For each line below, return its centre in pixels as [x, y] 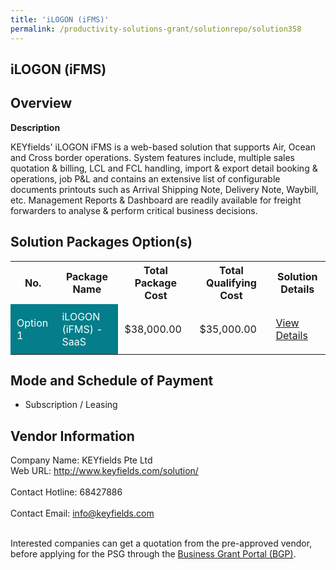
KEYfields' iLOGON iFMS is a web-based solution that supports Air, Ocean [163, 147]
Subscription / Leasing [71, 405]
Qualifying [231, 283]
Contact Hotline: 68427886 [66, 492]
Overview [41, 103]
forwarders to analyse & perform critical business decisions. [134, 210]
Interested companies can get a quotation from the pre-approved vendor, [161, 543]
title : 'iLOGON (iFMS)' [60, 19]
